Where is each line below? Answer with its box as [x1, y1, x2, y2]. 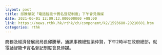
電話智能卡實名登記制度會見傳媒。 [5, 45, 74, 51]
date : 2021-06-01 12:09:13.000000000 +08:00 [5, 16, 97, 21]
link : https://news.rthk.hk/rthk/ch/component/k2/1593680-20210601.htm [5, 20, 154, 26]
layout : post [5, 7, 32, 12]
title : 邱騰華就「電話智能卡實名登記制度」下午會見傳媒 [5, 12, 104, 16]
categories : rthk [5, 25, 40, 30]
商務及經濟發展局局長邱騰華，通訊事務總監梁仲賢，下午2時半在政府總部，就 [5, 39, 158, 45]
